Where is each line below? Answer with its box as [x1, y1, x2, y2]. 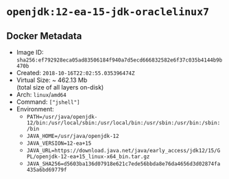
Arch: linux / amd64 [16, 91, 67, 98]
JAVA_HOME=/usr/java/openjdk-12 [26, 133, 119, 139]
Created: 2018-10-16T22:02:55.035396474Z [16, 69, 135, 77]
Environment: [16, 105, 54, 113]
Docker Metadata [6, 30, 82, 42]
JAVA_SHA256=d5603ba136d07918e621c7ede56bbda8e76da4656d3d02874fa [26, 161, 221, 167]
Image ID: [16, 49, 44, 56]
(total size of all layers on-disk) [16, 83, 104, 91]
